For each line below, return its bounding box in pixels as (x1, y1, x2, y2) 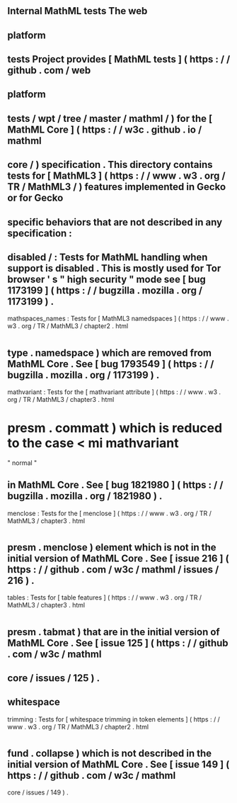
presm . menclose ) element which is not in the (7, 541, 217, 554)
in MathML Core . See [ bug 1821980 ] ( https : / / (7, 479, 224, 491)
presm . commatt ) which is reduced (7, 420, 223, 437)
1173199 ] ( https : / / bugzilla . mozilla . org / (7, 284, 203, 296)
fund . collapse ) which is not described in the (7, 747, 212, 759)
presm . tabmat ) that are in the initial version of (7, 626, 221, 638)
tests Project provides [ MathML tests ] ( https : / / (7, 53, 231, 65)
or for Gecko (7, 192, 64, 204)
